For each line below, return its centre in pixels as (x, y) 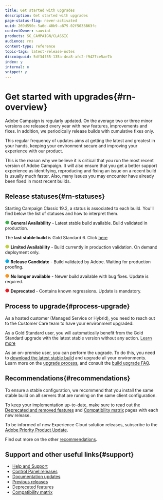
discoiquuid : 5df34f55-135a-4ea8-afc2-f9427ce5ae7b (58, 57)
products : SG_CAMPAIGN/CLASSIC (37, 36)
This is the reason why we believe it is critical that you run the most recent (80, 161)
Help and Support (30, 466)
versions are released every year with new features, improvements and (76, 126)
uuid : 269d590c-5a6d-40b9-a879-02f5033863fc (51, 26)
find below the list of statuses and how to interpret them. (62, 213)
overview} (26, 107)
